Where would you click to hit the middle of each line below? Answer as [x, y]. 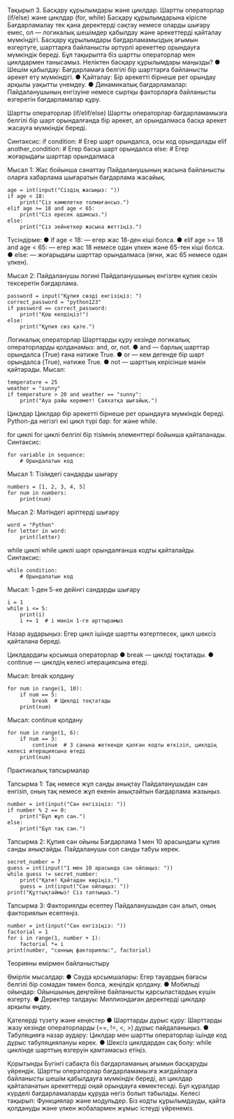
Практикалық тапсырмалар [48, 770]
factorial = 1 [28, 932]
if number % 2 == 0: [37, 810]
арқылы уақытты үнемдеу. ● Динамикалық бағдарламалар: [97, 84]
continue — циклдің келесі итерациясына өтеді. [78, 662]
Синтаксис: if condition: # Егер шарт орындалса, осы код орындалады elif [117, 141]
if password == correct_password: [58, 308]
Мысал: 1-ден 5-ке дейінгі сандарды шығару [74, 590]
